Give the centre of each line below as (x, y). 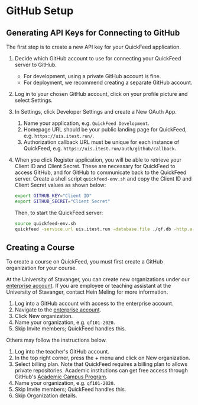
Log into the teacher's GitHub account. (62, 352)
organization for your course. (42, 268)
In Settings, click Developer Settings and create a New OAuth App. (96, 112)
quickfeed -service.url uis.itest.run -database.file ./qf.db (93, 229)
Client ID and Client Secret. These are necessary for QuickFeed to (95, 166)
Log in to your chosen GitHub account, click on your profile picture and (101, 94)
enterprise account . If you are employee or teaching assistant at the (89, 286)
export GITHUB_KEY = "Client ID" (53, 196)
